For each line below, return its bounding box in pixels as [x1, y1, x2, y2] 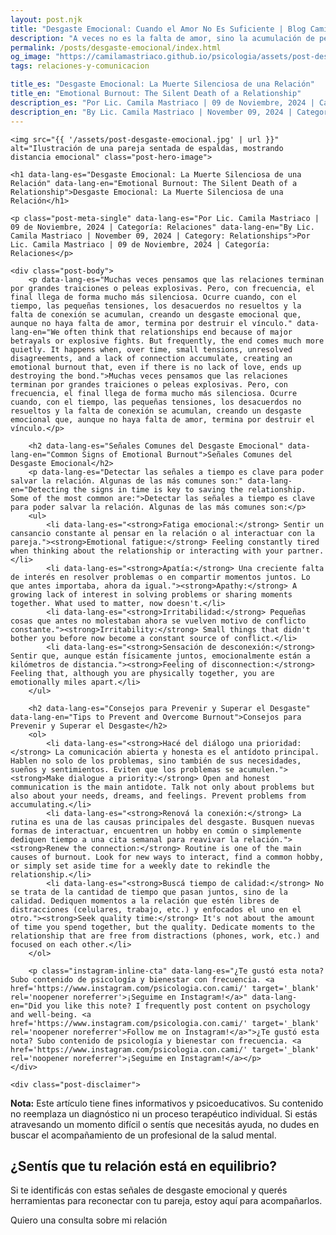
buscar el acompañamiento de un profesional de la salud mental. [10, 1129, 277, 1141]
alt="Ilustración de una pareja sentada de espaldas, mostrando [10, 143, 284, 153]
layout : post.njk [10, 14, 83, 25]
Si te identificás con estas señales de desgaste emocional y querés [10, 1184, 288, 1196]
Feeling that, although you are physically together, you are [10, 668, 275, 678]
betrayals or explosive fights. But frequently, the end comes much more [10, 336, 325, 346]
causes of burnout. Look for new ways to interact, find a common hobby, [10, 852, 325, 862]
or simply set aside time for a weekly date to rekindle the [10, 861, 271, 871]
